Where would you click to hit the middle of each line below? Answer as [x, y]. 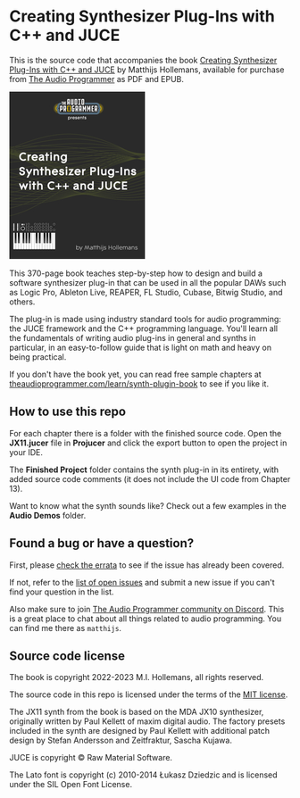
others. [22, 302]
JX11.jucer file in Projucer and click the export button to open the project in [148, 443]
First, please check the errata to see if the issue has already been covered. [147, 565]
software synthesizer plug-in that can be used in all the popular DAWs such [148, 282]
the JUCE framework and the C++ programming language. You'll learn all [144, 328]
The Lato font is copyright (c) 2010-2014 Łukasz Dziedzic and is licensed [144, 775]
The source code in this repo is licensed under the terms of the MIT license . [149, 694]
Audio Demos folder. [48, 515]
